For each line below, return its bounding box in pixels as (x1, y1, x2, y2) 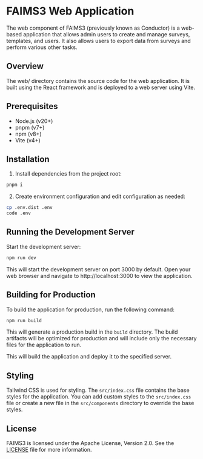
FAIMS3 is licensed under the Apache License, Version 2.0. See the (6, 440, 175, 446)
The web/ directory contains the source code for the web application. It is (6, 77, 190, 84)
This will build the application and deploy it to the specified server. (6, 353, 171, 360)
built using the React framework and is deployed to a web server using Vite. (6, 84, 196, 91)
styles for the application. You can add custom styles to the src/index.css (6, 393, 191, 400)
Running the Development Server (6, 227, 135, 237)
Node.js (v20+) (15, 117, 53, 125)
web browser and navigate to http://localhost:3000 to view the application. (6, 272, 193, 279)
